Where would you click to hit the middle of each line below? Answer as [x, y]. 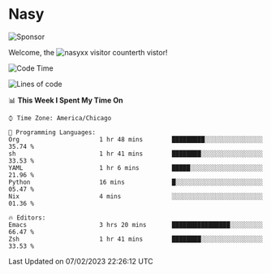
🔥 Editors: [27, 217]
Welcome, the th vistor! [88, 52]
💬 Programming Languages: [52, 132]
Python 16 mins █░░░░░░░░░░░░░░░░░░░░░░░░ [136, 182]
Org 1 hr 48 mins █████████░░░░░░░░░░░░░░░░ [136, 139]
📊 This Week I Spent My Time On [66, 100]
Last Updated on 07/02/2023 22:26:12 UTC [81, 261]
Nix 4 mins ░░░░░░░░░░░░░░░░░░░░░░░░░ [136, 196]
